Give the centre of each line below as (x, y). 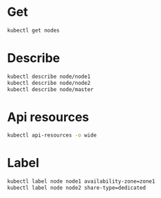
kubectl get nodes (33, 30)
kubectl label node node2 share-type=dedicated (77, 188)
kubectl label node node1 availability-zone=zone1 (81, 181)
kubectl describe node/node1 (49, 77)
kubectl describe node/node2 (49, 83)
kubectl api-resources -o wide (52, 135)
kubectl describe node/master (51, 89)
